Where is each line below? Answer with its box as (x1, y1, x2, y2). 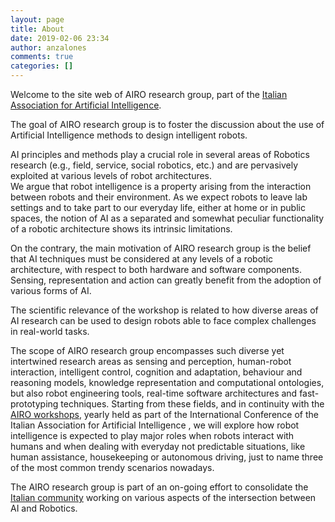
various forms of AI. (10, 285, 92, 296)
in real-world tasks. (10, 326, 90, 337)
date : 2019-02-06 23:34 (10, 33, 110, 43)
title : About (10, 24, 65, 34)
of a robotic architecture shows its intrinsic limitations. (10, 223, 233, 235)
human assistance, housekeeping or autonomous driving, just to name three (10, 451, 324, 463)
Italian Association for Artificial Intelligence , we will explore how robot (10, 419, 300, 431)
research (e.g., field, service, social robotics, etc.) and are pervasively (10, 159, 298, 171)
